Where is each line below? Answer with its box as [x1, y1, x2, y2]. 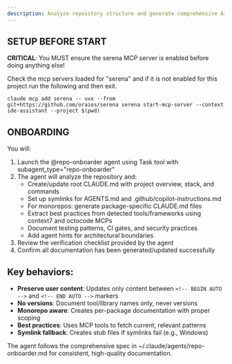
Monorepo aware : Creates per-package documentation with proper [17, 307, 211, 315]
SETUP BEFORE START [7, 36, 107, 48]
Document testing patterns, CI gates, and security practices [27, 224, 198, 232]
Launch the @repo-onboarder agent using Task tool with [17, 158, 179, 166]
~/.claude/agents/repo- [137, 342, 205, 350]
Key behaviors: [7, 266, 74, 278]
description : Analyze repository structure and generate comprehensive [7, 10, 217, 17]
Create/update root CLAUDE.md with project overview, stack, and [27, 180, 215, 189]
